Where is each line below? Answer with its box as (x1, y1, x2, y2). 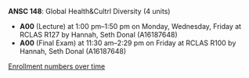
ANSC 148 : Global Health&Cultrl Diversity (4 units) (8, 7, 171, 16)
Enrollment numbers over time (8, 62, 106, 71)
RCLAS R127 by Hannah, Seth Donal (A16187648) (19, 30, 178, 39)
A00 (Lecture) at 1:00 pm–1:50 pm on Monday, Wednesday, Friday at (19, 22, 241, 30)
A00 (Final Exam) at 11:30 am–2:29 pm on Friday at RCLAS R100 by (19, 38, 236, 48)
